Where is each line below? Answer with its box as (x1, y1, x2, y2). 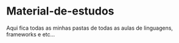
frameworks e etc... (6, 30, 55, 38)
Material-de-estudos (6, 4, 114, 18)
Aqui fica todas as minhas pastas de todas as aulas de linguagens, (6, 24, 174, 31)
